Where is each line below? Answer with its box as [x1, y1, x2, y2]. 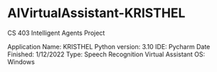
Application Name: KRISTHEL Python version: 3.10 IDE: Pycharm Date [7, 42, 211, 51]
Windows [7, 57, 36, 66]
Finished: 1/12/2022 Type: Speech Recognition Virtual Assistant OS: [7, 50, 205, 58]
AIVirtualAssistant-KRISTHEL [7, 5, 186, 21]
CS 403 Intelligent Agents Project [7, 29, 105, 37]
